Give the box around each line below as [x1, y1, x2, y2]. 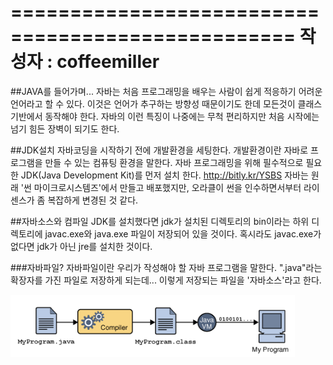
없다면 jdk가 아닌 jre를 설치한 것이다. [10, 240, 153, 252]
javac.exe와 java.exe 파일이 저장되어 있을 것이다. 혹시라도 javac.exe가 [44, 227, 322, 240]
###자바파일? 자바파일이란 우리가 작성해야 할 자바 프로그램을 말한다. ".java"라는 [10, 261, 323, 273]
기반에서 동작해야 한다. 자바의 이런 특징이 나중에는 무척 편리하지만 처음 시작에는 [10, 110, 320, 122]
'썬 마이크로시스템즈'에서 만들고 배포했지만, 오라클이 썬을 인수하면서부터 [20, 181, 302, 193]
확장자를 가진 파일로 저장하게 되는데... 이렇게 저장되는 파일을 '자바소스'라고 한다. [10, 274, 322, 286]
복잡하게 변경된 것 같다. [47, 194, 139, 206]
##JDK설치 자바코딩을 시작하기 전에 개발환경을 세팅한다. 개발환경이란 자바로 [10, 144, 309, 156]
